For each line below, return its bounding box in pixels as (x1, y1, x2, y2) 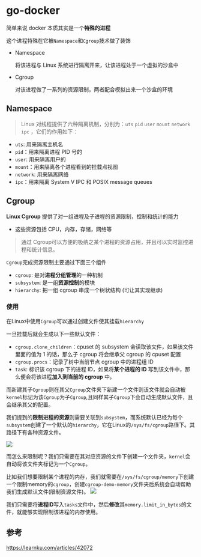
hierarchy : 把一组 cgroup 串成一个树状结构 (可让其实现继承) (14, 286, 163, 293)
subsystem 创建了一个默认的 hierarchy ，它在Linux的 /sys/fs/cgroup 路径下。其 (6, 421, 195, 428)
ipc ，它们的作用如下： (20, 127, 79, 135)
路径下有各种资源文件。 (6, 428, 64, 436)
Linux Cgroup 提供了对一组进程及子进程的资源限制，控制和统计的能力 (6, 213, 179, 220)
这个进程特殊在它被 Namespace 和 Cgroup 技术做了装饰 (6, 37, 131, 44)
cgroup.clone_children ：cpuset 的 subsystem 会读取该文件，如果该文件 (14, 343, 194, 350)
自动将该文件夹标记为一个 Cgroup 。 (6, 460, 91, 467)
